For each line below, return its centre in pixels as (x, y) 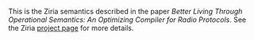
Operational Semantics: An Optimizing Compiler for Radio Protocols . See (127, 20)
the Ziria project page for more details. (71, 28)
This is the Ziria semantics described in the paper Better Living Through (125, 11)
